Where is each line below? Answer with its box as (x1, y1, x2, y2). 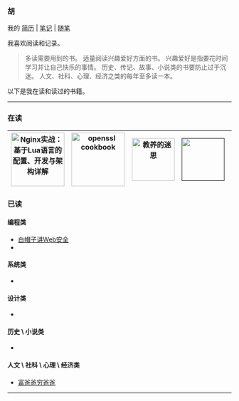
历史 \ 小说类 (7, 327, 45, 335)
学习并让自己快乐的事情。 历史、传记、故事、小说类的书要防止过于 (24, 63, 221, 72)
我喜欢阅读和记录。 (7, 39, 64, 48)
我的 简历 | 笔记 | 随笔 (7, 24, 70, 33)
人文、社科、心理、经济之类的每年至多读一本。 (38, 72, 176, 80)
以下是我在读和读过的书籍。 (7, 87, 89, 95)
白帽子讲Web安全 (17, 235, 69, 244)
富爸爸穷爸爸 (17, 377, 55, 386)
